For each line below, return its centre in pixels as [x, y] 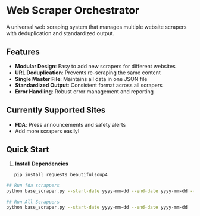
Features [23, 52]
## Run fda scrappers [33, 186]
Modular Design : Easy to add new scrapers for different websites [95, 66]
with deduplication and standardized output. [60, 33]
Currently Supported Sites [56, 110]
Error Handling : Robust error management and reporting [84, 91]
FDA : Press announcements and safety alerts [70, 124]
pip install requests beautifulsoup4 [61, 175]
